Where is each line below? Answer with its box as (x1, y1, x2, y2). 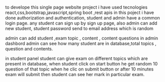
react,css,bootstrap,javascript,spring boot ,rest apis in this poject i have (5, 9, 154, 15)
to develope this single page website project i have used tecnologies (5, 4, 148, 10)
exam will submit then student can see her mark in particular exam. (5, 71, 145, 77)
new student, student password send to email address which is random (5, 25, 154, 31)
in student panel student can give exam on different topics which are (5, 55, 148, 61)
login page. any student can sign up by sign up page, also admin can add (5, 20, 157, 26)
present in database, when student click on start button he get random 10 (5, 61, 158, 66)
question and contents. (5, 46, 53, 51)
